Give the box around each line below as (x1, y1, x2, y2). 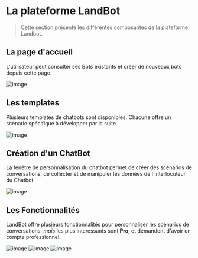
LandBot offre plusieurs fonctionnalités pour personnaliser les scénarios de (6, 221, 190, 228)
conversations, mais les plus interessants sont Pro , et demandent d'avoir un (6, 227, 191, 234)
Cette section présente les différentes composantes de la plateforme (20, 24, 188, 31)
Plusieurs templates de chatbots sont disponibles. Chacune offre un (6, 114, 171, 121)
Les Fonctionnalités (6, 205, 80, 215)
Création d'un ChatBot (6, 148, 90, 158)
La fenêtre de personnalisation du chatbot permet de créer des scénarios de (6, 164, 192, 171)
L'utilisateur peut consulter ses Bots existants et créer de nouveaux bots (6, 63, 182, 70)
